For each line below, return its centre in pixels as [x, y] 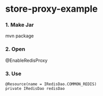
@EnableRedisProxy [27, 60]
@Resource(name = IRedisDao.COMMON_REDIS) [51, 84]
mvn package [20, 36]
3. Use [13, 74]
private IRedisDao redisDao [35, 89]
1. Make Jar [20, 25]
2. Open [15, 49]
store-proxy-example [51, 9]
